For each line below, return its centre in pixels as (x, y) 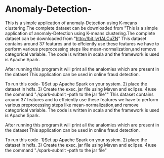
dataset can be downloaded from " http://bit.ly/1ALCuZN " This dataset (76, 39)
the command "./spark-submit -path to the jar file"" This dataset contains (80, 94)
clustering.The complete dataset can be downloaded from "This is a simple (82, 28)
